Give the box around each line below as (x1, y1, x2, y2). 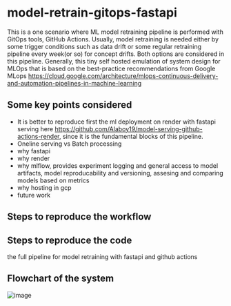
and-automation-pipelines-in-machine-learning (7, 79, 142, 87)
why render (17, 154, 50, 162)
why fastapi (17, 146, 50, 155)
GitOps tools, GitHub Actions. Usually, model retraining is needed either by (7, 35, 219, 43)
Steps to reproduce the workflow (7, 211, 152, 222)
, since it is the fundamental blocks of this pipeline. (59, 132, 203, 140)
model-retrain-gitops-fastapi (7, 5, 178, 21)
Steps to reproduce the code (7, 234, 132, 246)
